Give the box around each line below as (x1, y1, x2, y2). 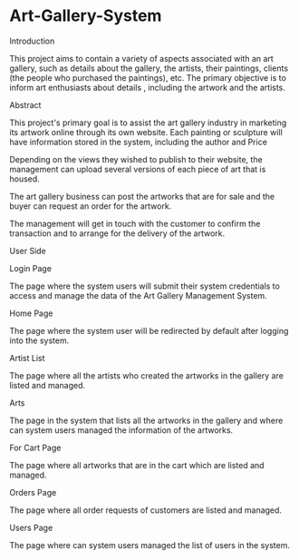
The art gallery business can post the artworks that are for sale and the (9, 191, 275, 201)
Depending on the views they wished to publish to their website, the (9, 153, 263, 164)
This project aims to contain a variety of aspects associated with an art (9, 53, 274, 64)
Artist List (9, 352, 45, 363)
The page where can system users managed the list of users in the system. (9, 539, 291, 550)
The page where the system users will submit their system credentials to (9, 280, 281, 291)
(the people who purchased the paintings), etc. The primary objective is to (9, 72, 287, 83)
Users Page (9, 522, 53, 533)
